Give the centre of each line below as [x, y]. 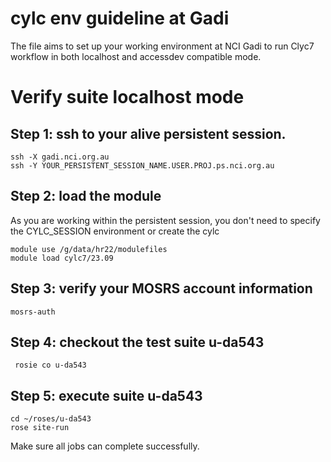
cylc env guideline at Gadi [120, 18]
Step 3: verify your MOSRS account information [161, 288]
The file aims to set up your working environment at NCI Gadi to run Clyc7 [162, 46]
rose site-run [40, 428]
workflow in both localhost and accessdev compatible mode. [136, 56]
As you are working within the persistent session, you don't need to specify [165, 220]
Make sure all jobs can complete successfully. [105, 446]
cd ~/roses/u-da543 [51, 419]
